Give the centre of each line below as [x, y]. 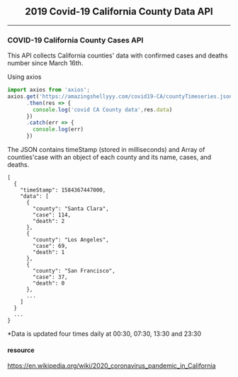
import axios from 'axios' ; [49, 90]
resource [21, 350]
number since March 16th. [45, 63]
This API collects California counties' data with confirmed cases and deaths [118, 55]
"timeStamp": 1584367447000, [63, 190]
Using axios [24, 77]
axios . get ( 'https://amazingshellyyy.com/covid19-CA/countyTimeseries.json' [121, 96]
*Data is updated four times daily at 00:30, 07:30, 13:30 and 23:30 [104, 334]
